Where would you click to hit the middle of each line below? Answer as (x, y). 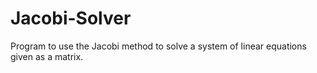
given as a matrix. (47, 56)
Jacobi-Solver (71, 18)
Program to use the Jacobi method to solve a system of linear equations (158, 46)
